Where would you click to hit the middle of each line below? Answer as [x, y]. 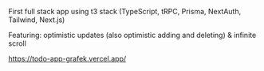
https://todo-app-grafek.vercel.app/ [67, 59]
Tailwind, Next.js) [37, 20]
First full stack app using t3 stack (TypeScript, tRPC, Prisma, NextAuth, [125, 11]
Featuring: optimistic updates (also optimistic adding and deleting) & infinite [132, 35]
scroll [17, 43]
